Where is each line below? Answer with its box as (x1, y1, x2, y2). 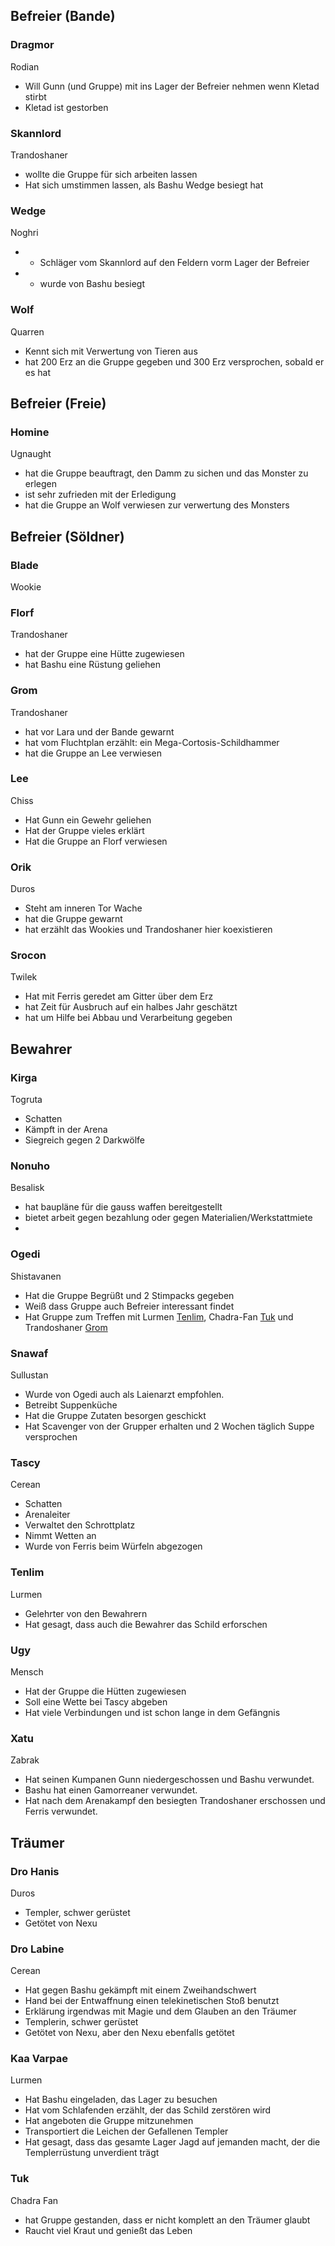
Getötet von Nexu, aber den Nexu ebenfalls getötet (24, 2027, 235, 2039)
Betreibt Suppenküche (24, 1399, 118, 1411)
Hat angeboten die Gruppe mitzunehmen (24, 2115, 194, 2127)
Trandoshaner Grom (24, 1321, 108, 1333)
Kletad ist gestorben (24, 101, 109, 113)
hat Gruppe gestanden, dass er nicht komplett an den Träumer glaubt (24, 2214, 311, 2226)
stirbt (24, 90, 47, 103)
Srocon (10, 949, 47, 963)
